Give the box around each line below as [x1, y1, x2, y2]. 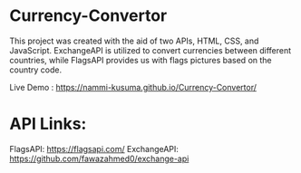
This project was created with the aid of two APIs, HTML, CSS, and [9, 35, 259, 46]
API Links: [9, 114, 87, 134]
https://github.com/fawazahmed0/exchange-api [9, 153, 189, 164]
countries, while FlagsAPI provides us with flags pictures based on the [9, 54, 272, 65]
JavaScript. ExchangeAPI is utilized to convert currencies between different [9, 44, 292, 55]
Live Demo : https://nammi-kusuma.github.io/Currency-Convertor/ [9, 82, 257, 92]
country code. [9, 64, 62, 75]
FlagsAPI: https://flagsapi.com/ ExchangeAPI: [9, 143, 180, 154]
